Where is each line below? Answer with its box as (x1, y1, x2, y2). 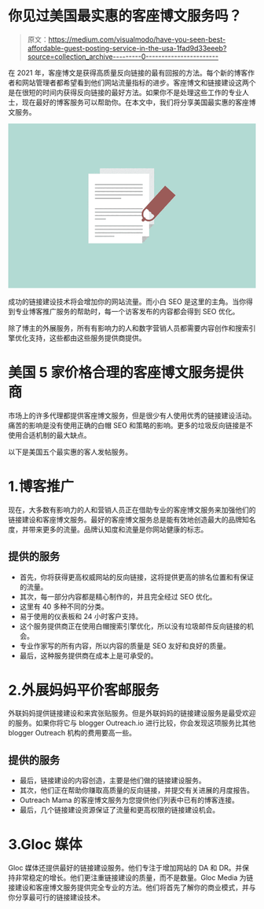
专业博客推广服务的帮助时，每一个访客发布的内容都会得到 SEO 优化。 (14, 306, 240, 316)
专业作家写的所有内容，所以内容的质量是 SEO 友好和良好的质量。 (19, 641, 230, 651)
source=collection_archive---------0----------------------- (27, 52, 218, 61)
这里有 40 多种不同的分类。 (19, 602, 108, 611)
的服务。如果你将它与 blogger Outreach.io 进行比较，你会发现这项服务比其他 (8, 718, 256, 728)
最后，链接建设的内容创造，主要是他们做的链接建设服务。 (19, 775, 206, 786)
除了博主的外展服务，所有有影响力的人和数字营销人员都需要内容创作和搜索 (8, 323, 249, 332)
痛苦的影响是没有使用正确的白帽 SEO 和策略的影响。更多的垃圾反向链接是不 (8, 420, 253, 430)
